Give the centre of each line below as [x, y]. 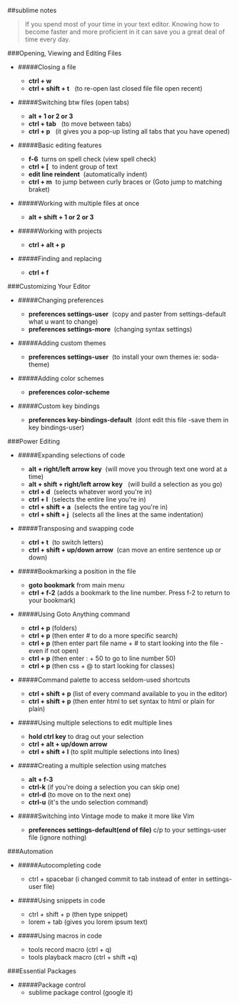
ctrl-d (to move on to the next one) [80, 795]
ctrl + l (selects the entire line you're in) [87, 499]
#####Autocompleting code [59, 865]
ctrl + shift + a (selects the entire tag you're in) [98, 507]
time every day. [47, 39]
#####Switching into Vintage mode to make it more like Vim [106, 816]
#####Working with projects [60, 231]
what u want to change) [63, 322]
